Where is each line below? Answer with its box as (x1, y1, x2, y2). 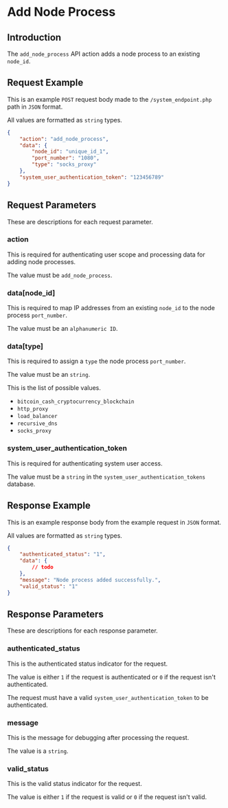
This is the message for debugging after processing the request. (7, 733, 190, 741)
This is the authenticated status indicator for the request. (7, 659, 168, 668)
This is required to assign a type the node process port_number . (7, 357, 186, 365)
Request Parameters (7, 199, 97, 211)
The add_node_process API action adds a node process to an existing (7, 50, 201, 58)
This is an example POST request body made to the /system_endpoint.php (7, 95, 212, 103)
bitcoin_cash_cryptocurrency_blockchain (16, 398, 135, 406)
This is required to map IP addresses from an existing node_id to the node (7, 304, 215, 312)
